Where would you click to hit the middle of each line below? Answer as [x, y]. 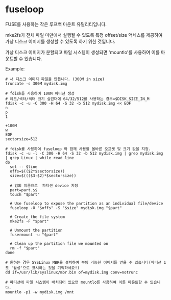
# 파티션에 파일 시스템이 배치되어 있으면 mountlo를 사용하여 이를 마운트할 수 [77, 282]
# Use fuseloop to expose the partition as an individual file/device [87, 203]
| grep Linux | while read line [40, 158]
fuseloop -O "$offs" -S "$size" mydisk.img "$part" [66, 208]
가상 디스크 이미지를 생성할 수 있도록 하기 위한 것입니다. [60, 41]
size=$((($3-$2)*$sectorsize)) [43, 176]
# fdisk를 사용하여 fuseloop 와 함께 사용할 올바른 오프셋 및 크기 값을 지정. [78, 149]
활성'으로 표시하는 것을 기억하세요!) [47, 268]
